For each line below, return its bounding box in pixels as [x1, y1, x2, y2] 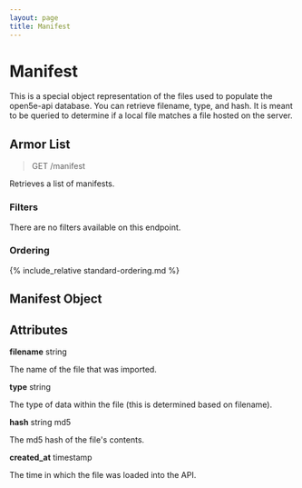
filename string [9, 346, 68, 357]
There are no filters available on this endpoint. [9, 222, 181, 233]
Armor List [9, 136, 71, 152]
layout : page [9, 13, 59, 23]
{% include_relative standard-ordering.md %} [9, 264, 180, 275]
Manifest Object [9, 292, 102, 307]
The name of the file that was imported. [9, 364, 157, 375]
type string [9, 382, 52, 393]
